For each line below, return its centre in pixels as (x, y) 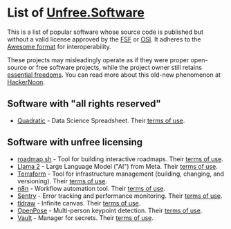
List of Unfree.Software (76, 13)
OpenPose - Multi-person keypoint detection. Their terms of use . (110, 210)
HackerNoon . (26, 82)
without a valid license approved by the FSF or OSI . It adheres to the (104, 39)
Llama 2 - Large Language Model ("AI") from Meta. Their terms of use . (117, 166)
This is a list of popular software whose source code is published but (105, 32)
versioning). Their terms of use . (62, 181)
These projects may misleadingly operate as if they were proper (98, 59)
